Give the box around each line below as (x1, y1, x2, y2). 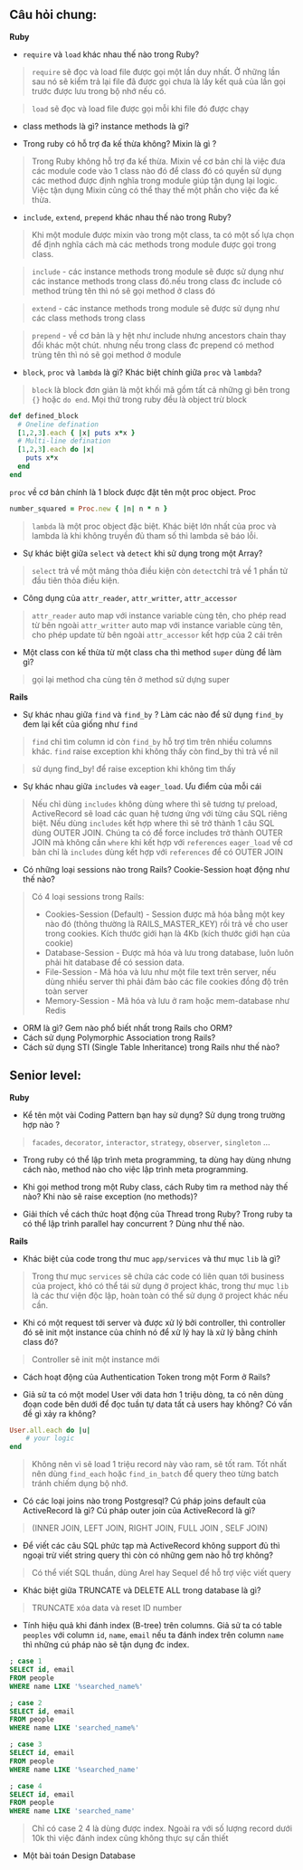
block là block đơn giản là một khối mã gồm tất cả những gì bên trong (31, 384, 290, 395)
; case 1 (9, 1656, 43, 1666)
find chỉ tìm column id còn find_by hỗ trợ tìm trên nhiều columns (31, 736, 273, 747)
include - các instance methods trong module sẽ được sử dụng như (31, 266, 284, 277)
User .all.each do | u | (9, 1426, 91, 1435)
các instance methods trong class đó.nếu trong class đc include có (31, 275, 282, 286)
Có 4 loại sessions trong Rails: (31, 891, 145, 902)
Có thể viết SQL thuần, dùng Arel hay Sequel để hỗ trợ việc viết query (31, 1568, 291, 1579)
